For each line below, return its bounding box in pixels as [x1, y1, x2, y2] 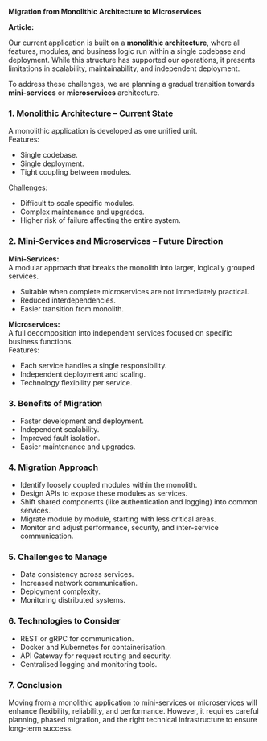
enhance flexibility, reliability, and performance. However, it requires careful [8, 706, 259, 716]
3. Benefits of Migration [8, 397, 103, 409]
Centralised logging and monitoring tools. [19, 659, 158, 669]
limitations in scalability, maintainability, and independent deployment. [8, 64, 240, 73]
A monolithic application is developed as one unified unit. [8, 126, 198, 136]
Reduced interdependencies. [19, 295, 117, 305]
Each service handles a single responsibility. [19, 360, 167, 370]
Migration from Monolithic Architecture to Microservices [8, 7, 202, 16]
